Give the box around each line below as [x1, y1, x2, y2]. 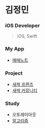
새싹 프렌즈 [12, 82, 34, 87]
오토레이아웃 [12, 112, 37, 118]
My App [5, 45, 24, 52]
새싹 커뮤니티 [12, 87, 38, 93]
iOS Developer [5, 22, 40, 29]
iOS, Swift [17, 33, 37, 39]
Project [5, 69, 23, 76]
